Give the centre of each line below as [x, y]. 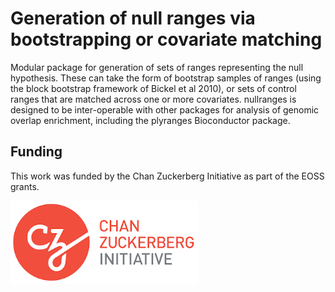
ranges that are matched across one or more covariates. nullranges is [153, 99]
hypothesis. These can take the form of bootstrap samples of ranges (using [166, 78]
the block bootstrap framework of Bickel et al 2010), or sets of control [153, 88]
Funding [36, 152]
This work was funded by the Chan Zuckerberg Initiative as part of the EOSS [167, 176]
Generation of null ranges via [133, 18]
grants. [25, 186]
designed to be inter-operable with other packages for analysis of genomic [165, 109]
